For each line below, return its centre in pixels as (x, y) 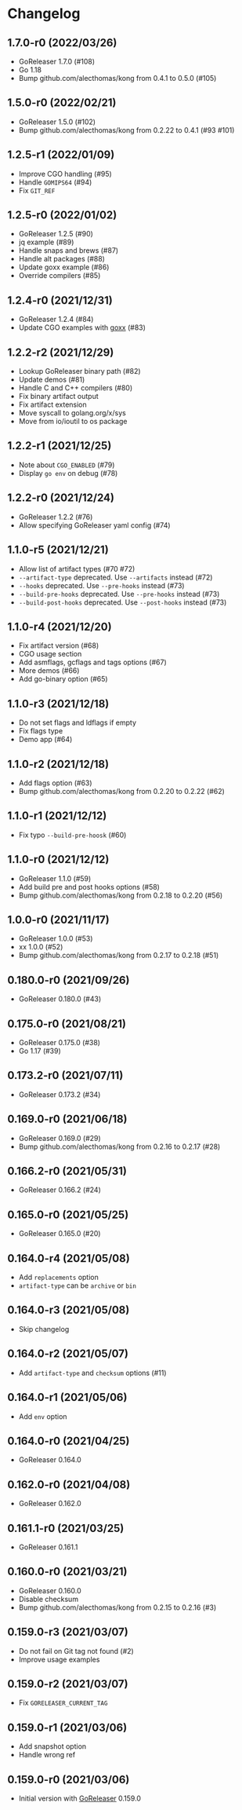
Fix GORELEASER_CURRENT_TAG (63, 1703)
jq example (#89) (46, 242)
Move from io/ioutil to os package (73, 422)
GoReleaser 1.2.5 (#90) (56, 234)
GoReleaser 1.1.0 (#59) (55, 878)
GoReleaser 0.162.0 (50, 1504)
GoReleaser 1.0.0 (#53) (56, 938)
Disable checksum (49, 1599)
